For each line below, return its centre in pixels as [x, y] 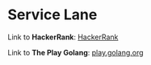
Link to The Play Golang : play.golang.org [75, 52]
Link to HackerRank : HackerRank [63, 37]
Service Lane [52, 15]
